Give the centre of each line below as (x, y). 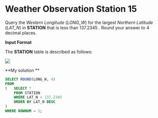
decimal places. (21, 33)
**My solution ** (22, 70)
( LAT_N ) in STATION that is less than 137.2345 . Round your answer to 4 (77, 27)
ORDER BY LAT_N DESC (35, 102)
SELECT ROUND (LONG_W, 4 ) (30, 79)
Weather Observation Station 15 (71, 9)
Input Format (18, 42)
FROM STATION (27, 93)
